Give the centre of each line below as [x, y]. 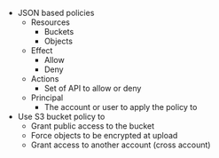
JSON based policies [56, 13]
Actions [45, 79]
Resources [51, 22]
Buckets [59, 32]
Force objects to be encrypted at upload [104, 135]
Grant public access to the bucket [93, 126]
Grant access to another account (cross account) [121, 145]
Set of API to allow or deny [93, 88]
